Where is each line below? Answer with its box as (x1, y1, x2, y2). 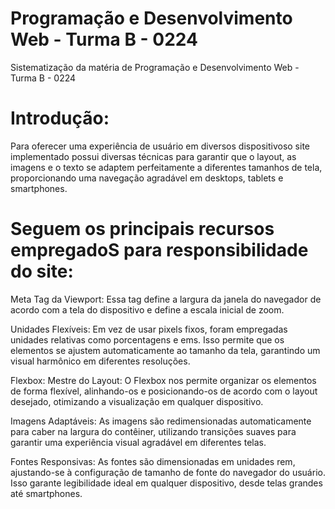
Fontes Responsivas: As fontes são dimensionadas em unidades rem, (10, 455, 296, 467)
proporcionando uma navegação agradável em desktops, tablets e (10, 172, 284, 184)
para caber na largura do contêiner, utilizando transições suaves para (10, 425, 297, 437)
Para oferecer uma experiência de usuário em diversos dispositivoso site (10, 140, 310, 152)
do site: (10, 260, 74, 283)
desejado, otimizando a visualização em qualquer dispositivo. (10, 395, 264, 407)
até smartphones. (10, 487, 83, 499)
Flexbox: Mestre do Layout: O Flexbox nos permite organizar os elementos (10, 374, 317, 386)
